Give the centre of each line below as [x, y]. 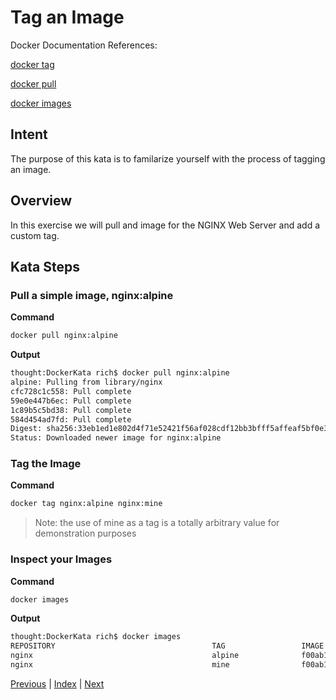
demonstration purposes [85, 533]
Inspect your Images [61, 559]
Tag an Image [67, 17]
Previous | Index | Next [57, 683]
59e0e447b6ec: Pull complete [71, 401]
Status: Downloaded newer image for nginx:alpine [116, 438]
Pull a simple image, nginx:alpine [92, 295]
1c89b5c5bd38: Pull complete [71, 410]
